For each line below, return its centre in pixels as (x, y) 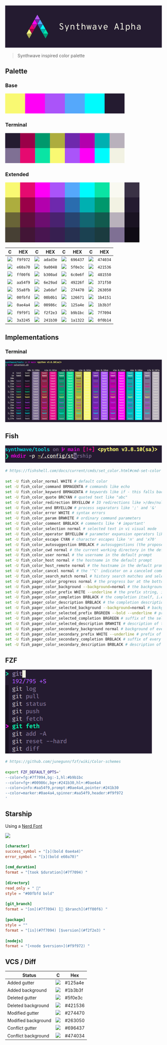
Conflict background (28, 1036)
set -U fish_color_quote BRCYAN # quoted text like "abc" (66, 497)
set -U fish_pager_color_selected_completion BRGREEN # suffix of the (80, 618)
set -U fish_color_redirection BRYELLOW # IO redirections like (73, 502)
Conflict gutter (22, 1028)
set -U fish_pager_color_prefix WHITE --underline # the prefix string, (82, 592)
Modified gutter (23, 1013)
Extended (17, 174)
